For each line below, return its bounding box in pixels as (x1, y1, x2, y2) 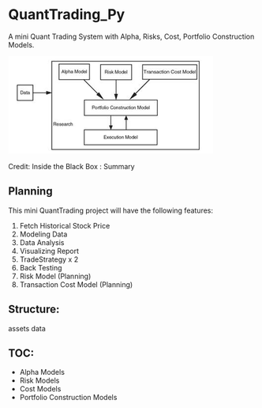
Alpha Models (19, 368, 65, 377)
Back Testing (19, 263, 62, 272)
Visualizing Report (19, 246, 80, 255)
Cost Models (19, 384, 62, 394)
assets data (8, 323, 46, 333)
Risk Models (19, 376, 60, 385)
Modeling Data (19, 229, 68, 239)
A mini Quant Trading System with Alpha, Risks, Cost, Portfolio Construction (8, 32, 255, 41)
